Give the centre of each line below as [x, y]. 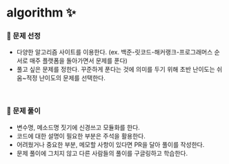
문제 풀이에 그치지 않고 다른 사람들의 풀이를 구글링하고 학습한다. [102, 153]
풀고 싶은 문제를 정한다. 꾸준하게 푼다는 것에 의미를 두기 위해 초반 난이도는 [116, 70]
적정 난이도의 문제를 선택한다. [66, 78]
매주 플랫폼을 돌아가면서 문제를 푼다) [79, 61]
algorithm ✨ [41, 13]
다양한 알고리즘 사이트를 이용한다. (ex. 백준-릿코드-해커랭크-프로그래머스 [114, 52]
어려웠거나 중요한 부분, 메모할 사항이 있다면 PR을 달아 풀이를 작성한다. [110, 144]
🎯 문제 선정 [23, 36]
